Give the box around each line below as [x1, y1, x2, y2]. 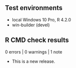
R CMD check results [5, 36, 69, 44]
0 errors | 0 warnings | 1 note [5, 49, 63, 55]
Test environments [5, 4, 63, 12]
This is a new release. [12, 58, 55, 64]
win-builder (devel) [12, 22, 50, 28]
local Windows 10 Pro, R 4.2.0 [12, 17, 71, 22]
